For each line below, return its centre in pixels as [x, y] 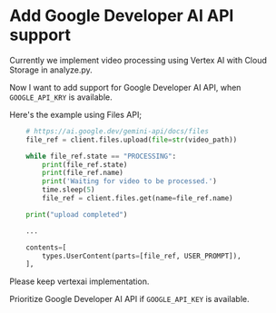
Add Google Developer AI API [122, 16]
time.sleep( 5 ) [69, 190]
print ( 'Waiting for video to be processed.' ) [130, 181]
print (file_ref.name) [83, 173]
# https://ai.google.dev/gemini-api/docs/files [117, 131]
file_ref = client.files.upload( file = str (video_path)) [132, 140]
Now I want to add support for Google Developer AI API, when [125, 87]
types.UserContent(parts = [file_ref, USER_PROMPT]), [142, 256]
